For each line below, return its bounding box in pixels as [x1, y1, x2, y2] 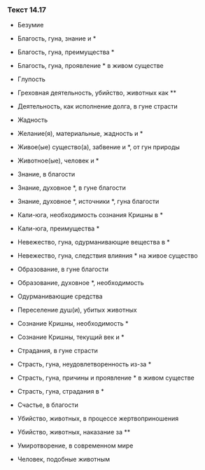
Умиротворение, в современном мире [17, 441, 134, 450]
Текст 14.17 [7, 5, 47, 15]
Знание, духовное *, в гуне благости [17, 184, 126, 192]
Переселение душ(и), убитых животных [17, 306, 138, 315]
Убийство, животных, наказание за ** [17, 428, 131, 436]
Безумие [17, 21, 44, 29]
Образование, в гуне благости [17, 265, 109, 274]
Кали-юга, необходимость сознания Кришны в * [17, 211, 163, 219]
